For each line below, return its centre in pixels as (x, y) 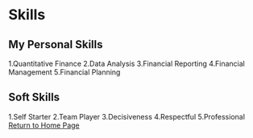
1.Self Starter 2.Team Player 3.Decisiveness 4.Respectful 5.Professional (127, 116)
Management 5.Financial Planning (64, 72)
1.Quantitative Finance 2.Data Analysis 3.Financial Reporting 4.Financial (127, 63)
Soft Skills (34, 97)
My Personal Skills (56, 45)
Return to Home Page (44, 125)
